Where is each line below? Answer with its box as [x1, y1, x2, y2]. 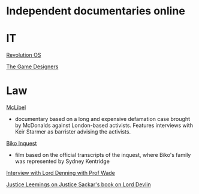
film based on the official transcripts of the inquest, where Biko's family [14, 151, 191, 159]
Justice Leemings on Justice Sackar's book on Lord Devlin [6, 181, 151, 188]
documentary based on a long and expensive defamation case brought [14, 116, 191, 123]
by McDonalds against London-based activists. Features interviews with [14, 122, 194, 129]
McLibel [6, 104, 26, 111]
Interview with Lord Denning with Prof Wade [6, 169, 116, 177]
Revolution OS [6, 51, 41, 59]
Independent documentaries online [6, 4, 186, 18]
